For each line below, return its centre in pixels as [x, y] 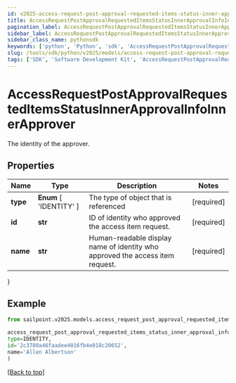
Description [137, 186]
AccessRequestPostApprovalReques [117, 94]
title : [17, 20]
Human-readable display [130, 238]
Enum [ [50, 197]
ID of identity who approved [135, 217]
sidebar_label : [29, 33]
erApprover [41, 124]
